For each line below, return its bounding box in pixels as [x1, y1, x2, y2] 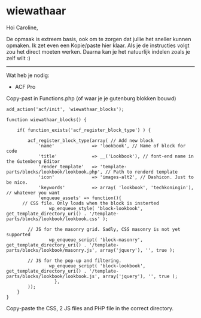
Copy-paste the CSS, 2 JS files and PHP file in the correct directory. [6, 304, 173, 311]
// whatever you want [6, 190, 60, 196]
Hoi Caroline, [6, 24, 38, 31]
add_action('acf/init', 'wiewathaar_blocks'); [6, 106, 124, 112]
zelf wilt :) [6, 54, 31, 61]
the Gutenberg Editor [6, 158, 60, 165]
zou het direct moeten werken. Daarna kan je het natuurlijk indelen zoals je [6, 48, 190, 55]
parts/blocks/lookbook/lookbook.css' [6, 216, 100, 222]
